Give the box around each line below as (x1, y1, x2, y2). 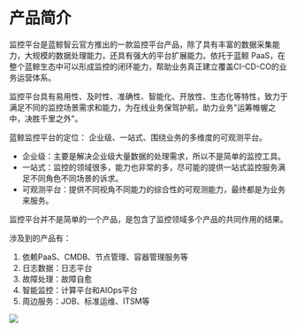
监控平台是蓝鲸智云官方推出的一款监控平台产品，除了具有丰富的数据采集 (9, 39, 272, 50)
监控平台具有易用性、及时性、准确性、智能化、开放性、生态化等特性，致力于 (9, 90, 288, 102)
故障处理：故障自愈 (21, 274, 93, 284)
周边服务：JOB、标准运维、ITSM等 (21, 296, 150, 306)
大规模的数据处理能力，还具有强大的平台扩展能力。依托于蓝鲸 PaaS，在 (24, 50, 286, 60)
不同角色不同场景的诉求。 (29, 173, 124, 183)
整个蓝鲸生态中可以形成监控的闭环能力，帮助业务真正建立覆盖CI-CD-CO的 (9, 61, 280, 72)
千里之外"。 (39, 112, 83, 124)
